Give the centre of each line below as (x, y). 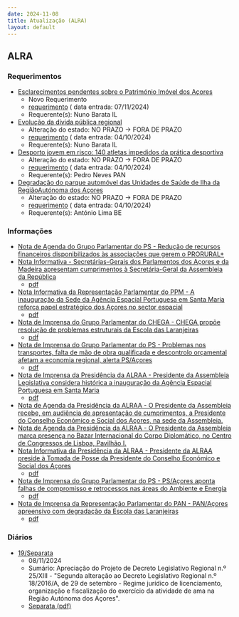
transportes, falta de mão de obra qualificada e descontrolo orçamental (122, 352)
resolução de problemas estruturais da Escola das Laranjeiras (108, 330)
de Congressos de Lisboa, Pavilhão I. (72, 443)
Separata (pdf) (50, 606)
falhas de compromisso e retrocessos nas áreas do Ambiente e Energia (122, 489)
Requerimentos (34, 76)
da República (37, 277)
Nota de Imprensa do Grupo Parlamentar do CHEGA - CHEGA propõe (119, 322)
